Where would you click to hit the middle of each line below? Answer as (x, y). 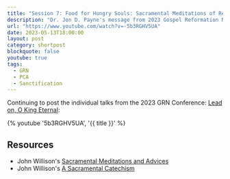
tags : (15, 64)
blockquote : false (33, 52)
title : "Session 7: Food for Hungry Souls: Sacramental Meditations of (111, 13)
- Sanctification (38, 83)
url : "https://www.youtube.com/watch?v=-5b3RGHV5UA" (84, 26)
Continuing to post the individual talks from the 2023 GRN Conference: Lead (115, 102)
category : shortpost (37, 45)
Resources (30, 144)
